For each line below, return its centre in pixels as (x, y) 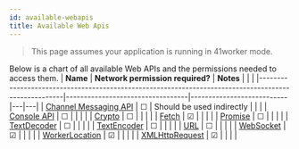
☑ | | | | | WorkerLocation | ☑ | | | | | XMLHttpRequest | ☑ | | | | (124, 135)
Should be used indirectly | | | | (211, 106)
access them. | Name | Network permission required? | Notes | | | (132, 78)
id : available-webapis (51, 17)
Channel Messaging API (90, 106)
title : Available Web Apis (59, 26)
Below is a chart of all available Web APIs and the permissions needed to (143, 69)
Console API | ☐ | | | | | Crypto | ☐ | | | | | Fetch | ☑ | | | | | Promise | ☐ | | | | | (149, 116)
